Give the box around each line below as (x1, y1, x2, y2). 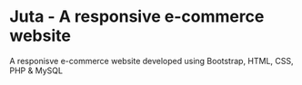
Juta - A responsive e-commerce (9, 6, 265, 27)
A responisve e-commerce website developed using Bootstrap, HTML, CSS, (9, 55, 294, 66)
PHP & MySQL (9, 65, 64, 76)
